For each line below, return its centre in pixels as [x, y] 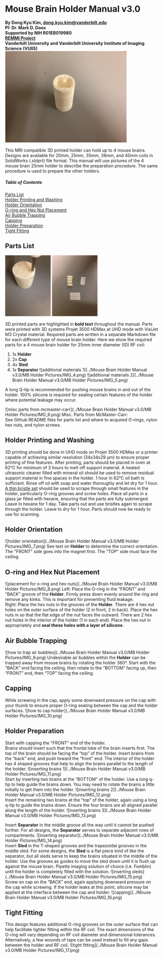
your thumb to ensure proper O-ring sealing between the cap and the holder [81, 705]
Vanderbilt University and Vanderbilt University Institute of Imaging [75, 43]
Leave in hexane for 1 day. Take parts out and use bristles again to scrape [79, 504]
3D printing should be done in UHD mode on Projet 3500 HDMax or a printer [81, 452]
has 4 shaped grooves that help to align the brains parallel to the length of [79, 763]
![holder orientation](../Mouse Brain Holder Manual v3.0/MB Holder [72, 541]
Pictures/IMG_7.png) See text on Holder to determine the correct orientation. [82, 546]
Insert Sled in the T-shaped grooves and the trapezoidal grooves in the [76, 845]
